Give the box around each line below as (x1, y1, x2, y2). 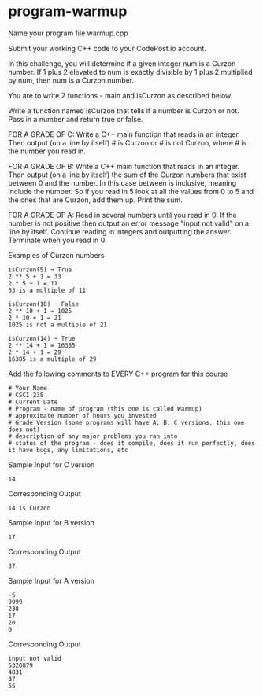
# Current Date (8, 398, 58, 406)
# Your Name (8, 384, 47, 392)
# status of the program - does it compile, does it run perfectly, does (8, 439, 256, 447)
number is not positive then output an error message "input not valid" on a (8, 219, 250, 228)
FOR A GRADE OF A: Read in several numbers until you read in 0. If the (8, 210, 238, 219)
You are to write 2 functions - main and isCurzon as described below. (8, 90, 233, 100)
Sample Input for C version (8, 459, 95, 470)
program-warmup (8, 2, 128, 20)
